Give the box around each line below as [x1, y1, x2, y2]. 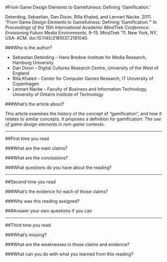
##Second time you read [5, 179, 56, 185]
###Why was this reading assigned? [5, 198, 80, 204]
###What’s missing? [5, 232, 47, 238]
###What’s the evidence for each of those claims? [5, 189, 108, 194]
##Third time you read [5, 222, 51, 228]
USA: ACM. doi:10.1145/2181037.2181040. [5, 35, 88, 41]
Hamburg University [12, 60, 54, 65]
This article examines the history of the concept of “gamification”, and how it [5, 111, 162, 117]
